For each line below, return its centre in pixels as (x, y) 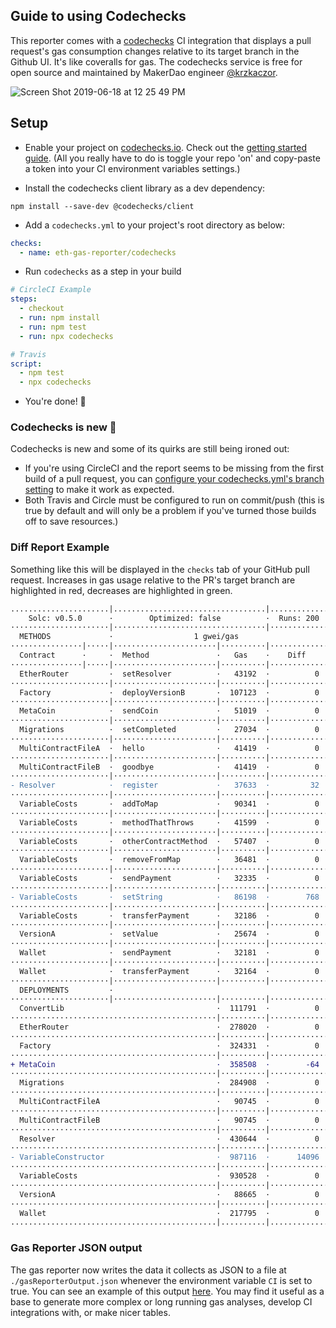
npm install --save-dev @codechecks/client (102, 206)
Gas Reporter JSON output (76, 1248)
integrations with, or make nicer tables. (90, 1312)
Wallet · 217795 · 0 (169, 1213)
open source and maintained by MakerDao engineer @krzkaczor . (144, 72)
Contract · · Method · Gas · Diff (163, 655)
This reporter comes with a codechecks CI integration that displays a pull (161, 40)
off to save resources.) (71, 521)
